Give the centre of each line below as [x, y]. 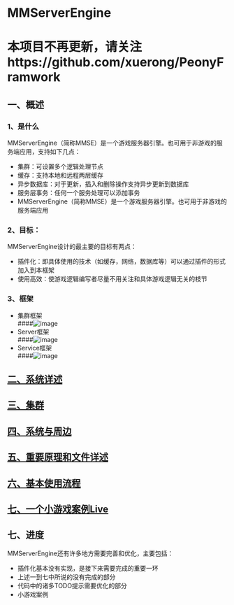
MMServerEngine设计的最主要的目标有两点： [72, 247]
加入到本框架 [36, 270]
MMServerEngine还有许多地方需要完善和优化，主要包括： [90, 553]
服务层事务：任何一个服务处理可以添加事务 [79, 193]
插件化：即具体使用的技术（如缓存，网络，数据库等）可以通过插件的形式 [121, 262]
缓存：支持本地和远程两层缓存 [60, 176]
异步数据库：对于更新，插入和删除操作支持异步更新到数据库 [103, 184]
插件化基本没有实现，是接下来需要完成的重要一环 [88, 568]
